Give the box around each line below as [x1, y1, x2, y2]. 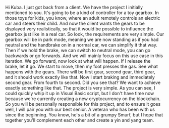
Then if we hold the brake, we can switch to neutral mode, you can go [5, 48, 150, 53]
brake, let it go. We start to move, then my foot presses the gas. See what [5, 63, 158, 69]
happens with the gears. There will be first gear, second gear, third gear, [5, 69, 155, 75]
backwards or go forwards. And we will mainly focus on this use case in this [5, 53, 163, 59]
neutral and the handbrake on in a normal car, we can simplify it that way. [5, 42, 157, 48]
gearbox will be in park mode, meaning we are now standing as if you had [5, 36, 159, 42]
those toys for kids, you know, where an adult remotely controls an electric [5, 15, 160, 21]
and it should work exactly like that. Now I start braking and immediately [5, 74, 155, 80]
